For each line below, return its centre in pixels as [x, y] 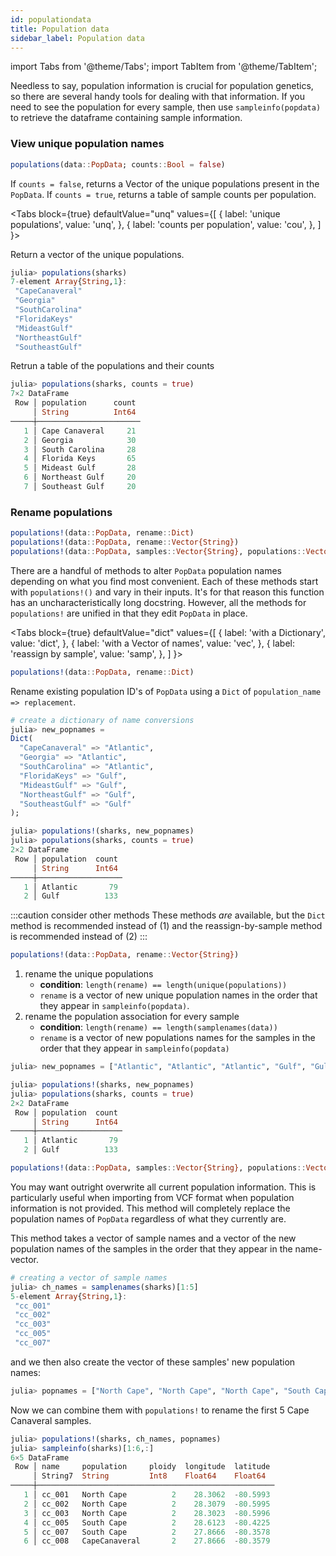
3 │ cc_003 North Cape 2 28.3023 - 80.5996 [147, 1513]
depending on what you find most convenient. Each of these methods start [164, 581]
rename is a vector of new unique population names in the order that [178, 995]
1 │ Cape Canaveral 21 [80, 431]
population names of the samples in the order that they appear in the [151, 1248]
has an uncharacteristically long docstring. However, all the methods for [158, 602]
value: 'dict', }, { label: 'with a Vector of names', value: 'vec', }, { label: [152, 643]
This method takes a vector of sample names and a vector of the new [153, 1238]
